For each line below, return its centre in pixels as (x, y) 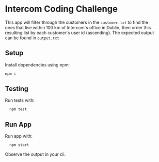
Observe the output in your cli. (35, 154)
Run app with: (19, 136)
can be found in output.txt (32, 38)
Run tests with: (20, 100)
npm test (18, 109)
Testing (17, 89)
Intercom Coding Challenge (61, 9)
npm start (19, 145)
